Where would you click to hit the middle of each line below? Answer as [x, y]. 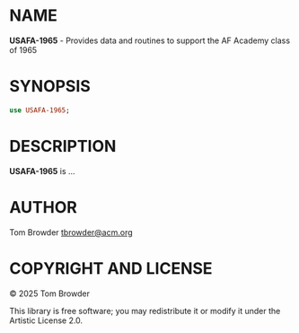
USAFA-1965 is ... [42, 171]
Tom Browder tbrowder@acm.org [71, 232]
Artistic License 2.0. [46, 320]
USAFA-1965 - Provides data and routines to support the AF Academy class [149, 40]
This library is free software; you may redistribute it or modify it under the [145, 311]
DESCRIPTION [63, 146]
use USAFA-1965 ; [40, 110]
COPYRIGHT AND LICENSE [111, 268]
